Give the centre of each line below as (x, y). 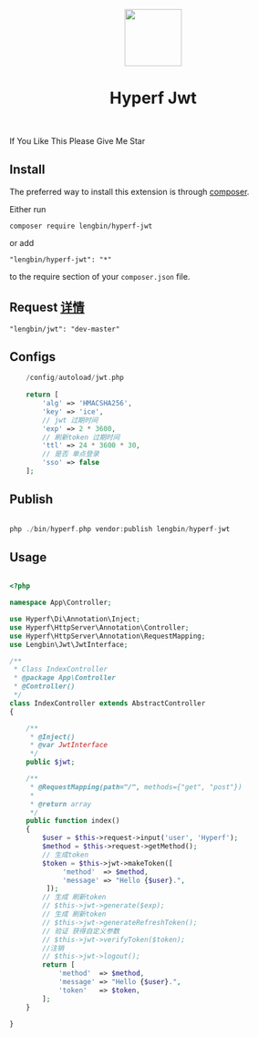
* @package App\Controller (65, 678)
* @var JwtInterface (68, 745)
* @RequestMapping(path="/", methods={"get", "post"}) (136, 787)
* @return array (61, 804)
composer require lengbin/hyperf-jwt (81, 226)
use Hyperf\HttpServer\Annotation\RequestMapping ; (108, 636)
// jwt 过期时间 (70, 420)
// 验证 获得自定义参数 (81, 931)
